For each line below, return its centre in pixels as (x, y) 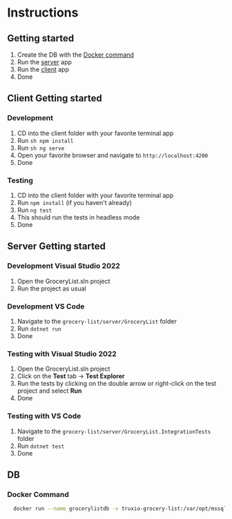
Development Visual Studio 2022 (64, 266)
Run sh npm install (45, 140)
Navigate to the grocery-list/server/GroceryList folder (97, 321)
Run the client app (43, 69)
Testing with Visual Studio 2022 (62, 353)
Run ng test (35, 210)
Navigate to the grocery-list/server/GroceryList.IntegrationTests (114, 431)
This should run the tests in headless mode (78, 217)
